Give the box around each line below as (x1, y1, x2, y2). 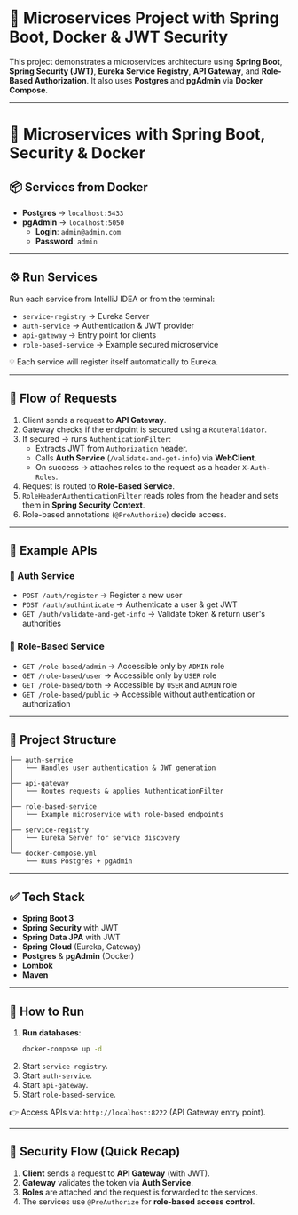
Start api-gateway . (21, 1079, 89, 1090)
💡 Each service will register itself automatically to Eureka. (9, 356, 219, 367)
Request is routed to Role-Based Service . (21, 480, 176, 492)
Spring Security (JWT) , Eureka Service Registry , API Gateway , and (9, 66, 260, 76)
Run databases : (21, 1027, 82, 1038)
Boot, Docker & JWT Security (9, 27, 229, 47)
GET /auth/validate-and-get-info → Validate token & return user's (21, 609, 266, 619)
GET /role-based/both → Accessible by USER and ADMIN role (21, 679, 238, 690)
